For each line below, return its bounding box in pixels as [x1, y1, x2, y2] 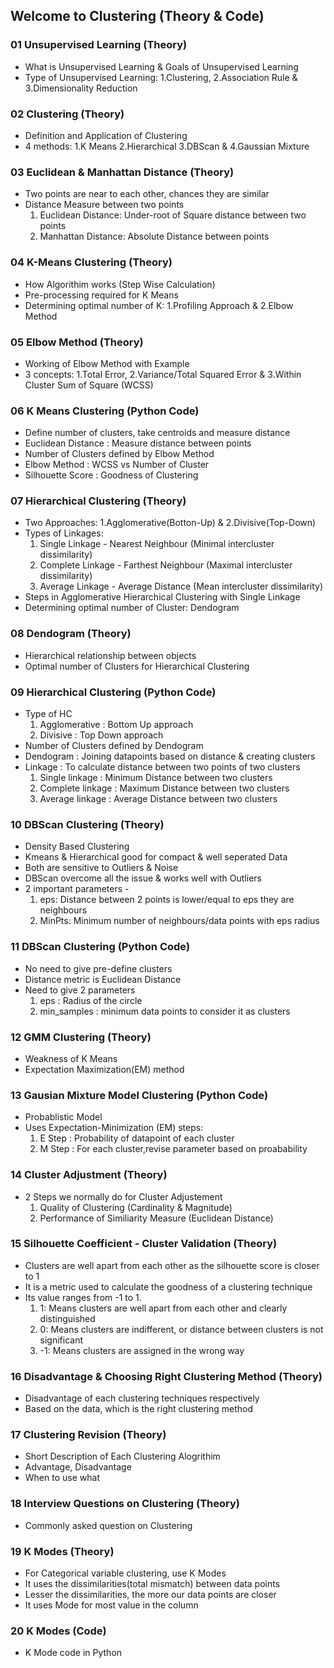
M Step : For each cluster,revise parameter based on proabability [39, 1143, 308, 1155]
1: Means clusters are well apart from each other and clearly [39, 1302, 288, 1314]
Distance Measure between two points [24, 199, 185, 211]
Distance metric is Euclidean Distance [24, 973, 182, 985]
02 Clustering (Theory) [10, 107, 125, 121]
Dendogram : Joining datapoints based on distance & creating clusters [24, 750, 316, 763]
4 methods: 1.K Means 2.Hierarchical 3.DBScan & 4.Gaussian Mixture [24, 140, 310, 152]
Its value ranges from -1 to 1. [24, 1291, 142, 1303]
